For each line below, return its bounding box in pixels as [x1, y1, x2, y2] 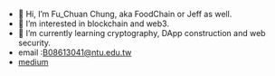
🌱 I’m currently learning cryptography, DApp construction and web [17, 28, 266, 38]
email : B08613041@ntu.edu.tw [17, 47, 132, 58]
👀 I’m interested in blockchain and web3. [17, 18, 170, 29]
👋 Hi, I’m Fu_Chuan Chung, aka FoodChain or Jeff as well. [17, 9, 232, 19]
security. [17, 37, 52, 48]
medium [17, 57, 49, 67]
